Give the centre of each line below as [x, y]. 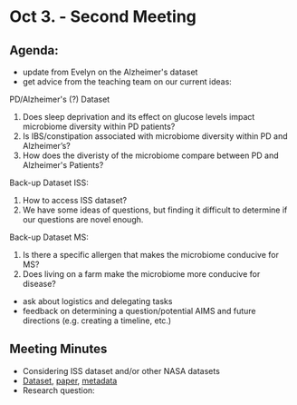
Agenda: [34, 50]
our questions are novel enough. [83, 219]
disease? [39, 284]
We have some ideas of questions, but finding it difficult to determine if [155, 210]
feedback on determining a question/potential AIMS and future [139, 311]
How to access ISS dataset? [75, 200]
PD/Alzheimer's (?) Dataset [60, 99]
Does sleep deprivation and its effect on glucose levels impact [139, 117]
